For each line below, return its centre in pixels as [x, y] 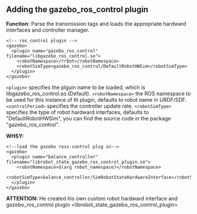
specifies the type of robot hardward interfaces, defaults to [78, 112]
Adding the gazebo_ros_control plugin [77, 10]
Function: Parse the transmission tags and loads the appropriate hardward [96, 23]
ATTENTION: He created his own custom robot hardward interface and [92, 198]
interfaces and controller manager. [48, 30]
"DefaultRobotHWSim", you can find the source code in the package [89, 118]
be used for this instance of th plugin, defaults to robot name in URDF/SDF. [96, 99]
